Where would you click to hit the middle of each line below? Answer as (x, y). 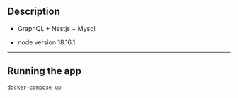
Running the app (44, 71)
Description (34, 12)
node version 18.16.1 (46, 42)
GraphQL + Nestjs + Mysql (56, 28)
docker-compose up (34, 87)
